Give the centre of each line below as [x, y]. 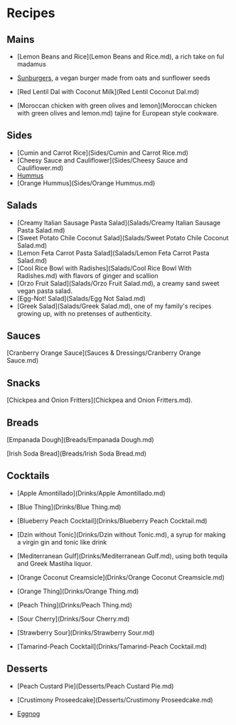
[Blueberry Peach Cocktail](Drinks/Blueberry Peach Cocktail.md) [112, 520]
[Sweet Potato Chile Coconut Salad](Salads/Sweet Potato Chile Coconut [123, 237]
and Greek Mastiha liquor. [55, 563]
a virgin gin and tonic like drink [62, 542]
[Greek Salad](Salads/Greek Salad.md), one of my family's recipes [114, 306]
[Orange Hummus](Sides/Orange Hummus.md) [86, 182]
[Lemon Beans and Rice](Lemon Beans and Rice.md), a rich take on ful [120, 56]
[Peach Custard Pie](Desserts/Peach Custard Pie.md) [95, 686]
